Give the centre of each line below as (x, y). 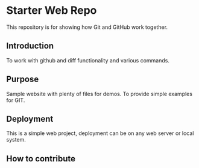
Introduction (30, 46)
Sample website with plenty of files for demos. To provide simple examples (99, 94)
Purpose (23, 79)
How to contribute (41, 159)
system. (16, 140)
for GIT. (16, 100)
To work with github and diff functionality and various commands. (88, 60)
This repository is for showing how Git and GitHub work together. (87, 27)
